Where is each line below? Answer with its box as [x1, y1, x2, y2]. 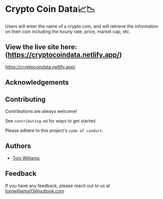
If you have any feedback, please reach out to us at [5, 183, 110, 189]
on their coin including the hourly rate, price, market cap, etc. [5, 28, 131, 34]
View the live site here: [5, 43, 78, 52]
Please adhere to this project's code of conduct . [5, 127, 103, 133]
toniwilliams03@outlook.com [5, 188, 65, 194]
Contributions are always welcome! [5, 108, 78, 114]
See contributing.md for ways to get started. [5, 118, 97, 124]
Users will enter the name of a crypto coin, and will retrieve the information [5, 23, 159, 29]
